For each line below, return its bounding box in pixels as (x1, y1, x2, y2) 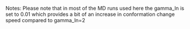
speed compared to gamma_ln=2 (5, 17, 85, 23)
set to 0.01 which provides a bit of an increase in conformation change (5, 11, 175, 18)
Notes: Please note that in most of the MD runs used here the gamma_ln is (5, 5, 185, 11)
